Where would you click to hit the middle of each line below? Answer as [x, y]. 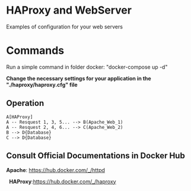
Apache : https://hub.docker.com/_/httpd [56, 170]
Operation [25, 103]
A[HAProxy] [20, 117]
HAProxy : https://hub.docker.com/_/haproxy [63, 182]
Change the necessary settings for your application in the [79, 78]
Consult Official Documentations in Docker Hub [95, 156]
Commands [35, 51]
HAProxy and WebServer [69, 10]
